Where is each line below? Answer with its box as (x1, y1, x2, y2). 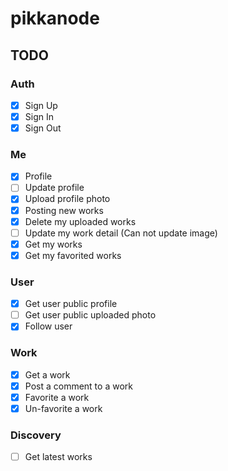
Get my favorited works (24, 249, 122, 261)
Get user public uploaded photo (24, 309, 157, 321)
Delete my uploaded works (24, 215, 137, 227)
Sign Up (24, 99, 58, 111)
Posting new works (24, 204, 104, 216)
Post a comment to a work (24, 380, 133, 392)
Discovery (10, 428, 62, 442)
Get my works (24, 238, 83, 250)
